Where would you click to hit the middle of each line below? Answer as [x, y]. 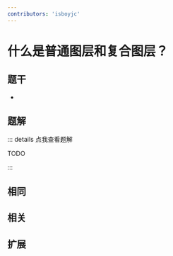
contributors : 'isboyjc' [44, 14]
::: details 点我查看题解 [40, 140]
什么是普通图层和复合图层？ [88, 51]
